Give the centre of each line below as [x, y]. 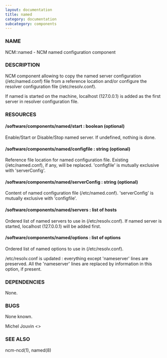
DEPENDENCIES [25, 282]
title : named [19, 14]
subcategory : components [31, 24]
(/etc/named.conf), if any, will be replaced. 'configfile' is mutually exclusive [82, 165]
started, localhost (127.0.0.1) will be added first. [53, 226]
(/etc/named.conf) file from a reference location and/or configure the [76, 81]
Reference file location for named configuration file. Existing [67, 160]
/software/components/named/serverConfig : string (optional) [72, 182]
